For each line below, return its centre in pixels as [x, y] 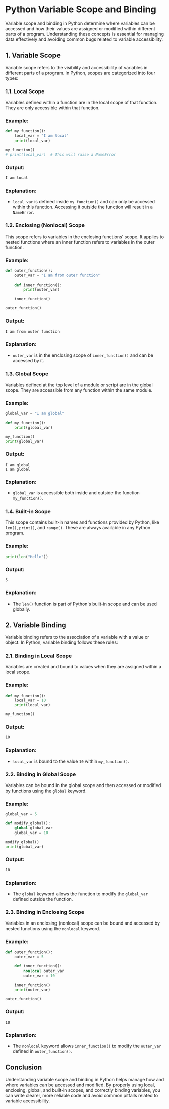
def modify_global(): [28, 823]
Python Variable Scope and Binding [81, 9]
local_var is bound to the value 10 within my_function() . [71, 761]
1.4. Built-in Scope [28, 511]
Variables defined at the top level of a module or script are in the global [79, 385]
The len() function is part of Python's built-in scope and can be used [85, 604]
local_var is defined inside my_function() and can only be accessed [84, 202]
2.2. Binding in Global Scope [41, 774]
